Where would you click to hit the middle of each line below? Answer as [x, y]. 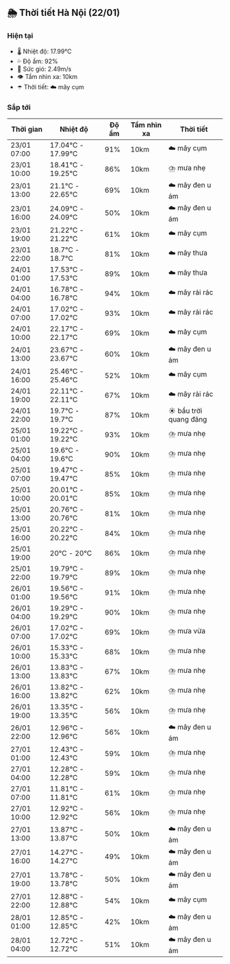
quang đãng [188, 419]
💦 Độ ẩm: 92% [37, 61]
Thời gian [27, 129]
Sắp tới [19, 107]
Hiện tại [20, 36]
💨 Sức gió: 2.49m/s [44, 69]
